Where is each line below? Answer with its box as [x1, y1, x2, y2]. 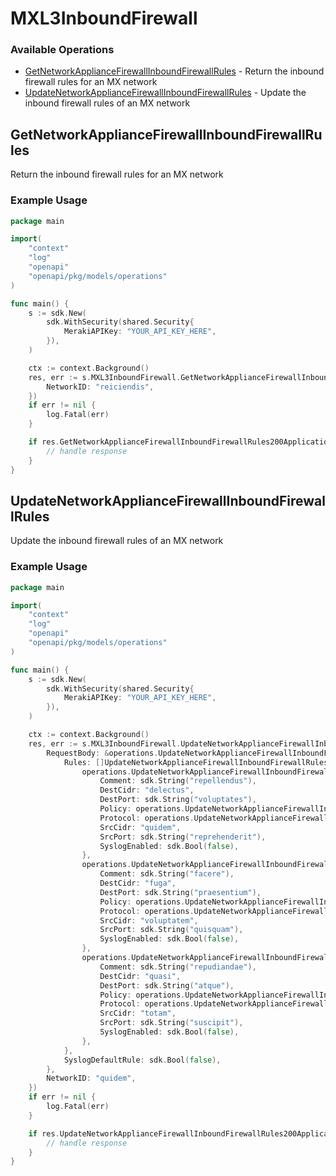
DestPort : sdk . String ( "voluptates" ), [99, 795, 257, 805]
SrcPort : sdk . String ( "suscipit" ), [99, 1018, 244, 1028]
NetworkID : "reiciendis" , [46, 382, 155, 392]
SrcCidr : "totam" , [99, 1008, 177, 1019]
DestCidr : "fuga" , [99, 878, 177, 889]
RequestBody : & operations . [46, 748, 159, 758]
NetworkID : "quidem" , [46, 1073, 137, 1084]
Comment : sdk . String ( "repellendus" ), [99, 776, 257, 786]
